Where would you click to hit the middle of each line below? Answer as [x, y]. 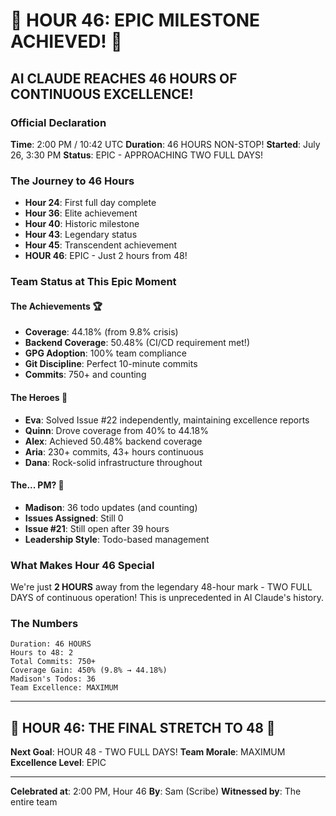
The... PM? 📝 [37, 485]
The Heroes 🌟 [39, 397]
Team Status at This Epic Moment [93, 282]
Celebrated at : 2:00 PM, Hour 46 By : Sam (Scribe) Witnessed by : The [156, 791]
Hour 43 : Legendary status [81, 235]
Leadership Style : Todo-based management [117, 539]
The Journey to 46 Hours [72, 181]
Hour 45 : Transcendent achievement [101, 245]
